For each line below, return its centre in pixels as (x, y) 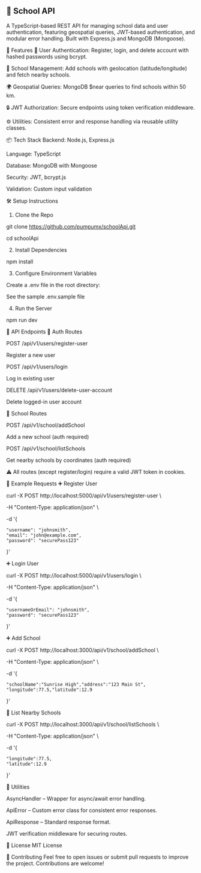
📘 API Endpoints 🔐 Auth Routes (44, 332)
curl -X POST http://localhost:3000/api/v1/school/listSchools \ (83, 724)
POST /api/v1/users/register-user (47, 343)
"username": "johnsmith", (38, 530)
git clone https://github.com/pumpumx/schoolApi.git (71, 226)
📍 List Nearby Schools (34, 713)
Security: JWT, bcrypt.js (36, 177)
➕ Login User (22, 563)
